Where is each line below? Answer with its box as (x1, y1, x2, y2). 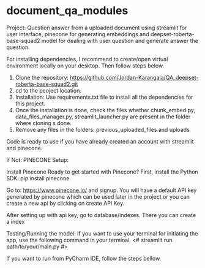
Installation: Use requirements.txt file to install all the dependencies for (15, 93, 193, 101)
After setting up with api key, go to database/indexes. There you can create (6, 211, 196, 218)
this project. (15, 99, 46, 107)
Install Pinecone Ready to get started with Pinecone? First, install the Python (6, 168, 199, 175)
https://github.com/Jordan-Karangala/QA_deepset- (70, 74, 199, 81)
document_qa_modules (6, 4, 129, 18)
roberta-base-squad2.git (15, 80, 78, 88)
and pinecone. (6, 144, 43, 151)
